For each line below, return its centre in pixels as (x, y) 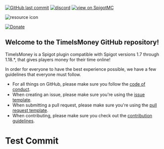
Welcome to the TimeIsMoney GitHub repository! (82, 42)
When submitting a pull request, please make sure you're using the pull (84, 105)
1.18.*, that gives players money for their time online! (58, 59)
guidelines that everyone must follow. (43, 74)
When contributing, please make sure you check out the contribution (82, 115)
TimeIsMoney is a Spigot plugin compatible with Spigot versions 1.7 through (82, 54)
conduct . (21, 89)
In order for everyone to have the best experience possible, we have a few (81, 69)
